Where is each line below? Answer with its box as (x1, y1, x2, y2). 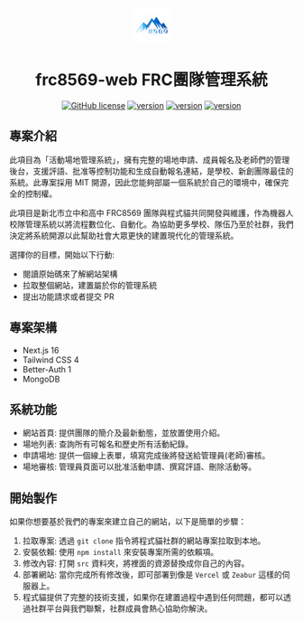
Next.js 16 (22, 344, 60, 355)
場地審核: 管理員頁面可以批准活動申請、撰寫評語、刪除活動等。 (22, 461, 257, 472)
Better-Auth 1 (22, 363, 72, 374)
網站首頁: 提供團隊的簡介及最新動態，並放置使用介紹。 (22, 428, 225, 438)
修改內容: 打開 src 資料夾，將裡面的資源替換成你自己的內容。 (22, 558, 250, 569)
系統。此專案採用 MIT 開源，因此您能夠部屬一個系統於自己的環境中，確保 (9, 176, 281, 187)
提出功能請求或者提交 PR (22, 291, 115, 302)
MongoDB (22, 373, 60, 384)
